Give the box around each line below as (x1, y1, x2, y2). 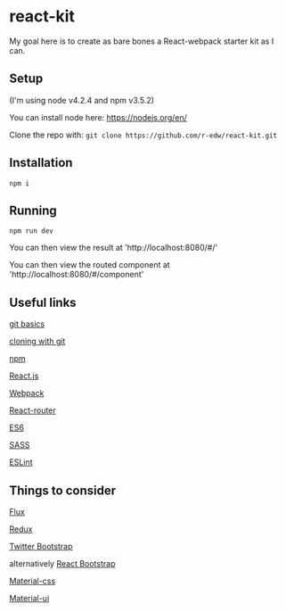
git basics (9, 318, 45, 329)
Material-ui (9, 593, 50, 603)
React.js (9, 370, 39, 381)
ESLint (9, 457, 33, 467)
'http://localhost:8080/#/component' (9, 269, 144, 280)
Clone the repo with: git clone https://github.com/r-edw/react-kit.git (9, 129, 278, 140)
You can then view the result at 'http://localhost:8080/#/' (9, 243, 218, 253)
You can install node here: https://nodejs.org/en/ (9, 112, 187, 122)
